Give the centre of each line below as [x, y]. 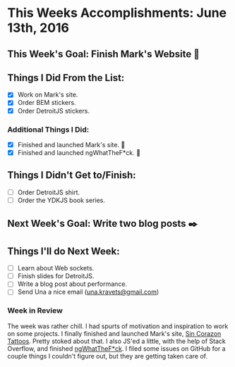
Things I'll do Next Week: [64, 251]
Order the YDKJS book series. [61, 200]
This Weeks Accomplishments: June [117, 13]
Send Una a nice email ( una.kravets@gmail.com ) [88, 292]
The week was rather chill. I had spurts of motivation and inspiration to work [118, 326]
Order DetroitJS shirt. [48, 192]
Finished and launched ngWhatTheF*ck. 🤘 [79, 152]
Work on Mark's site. [48, 95]
